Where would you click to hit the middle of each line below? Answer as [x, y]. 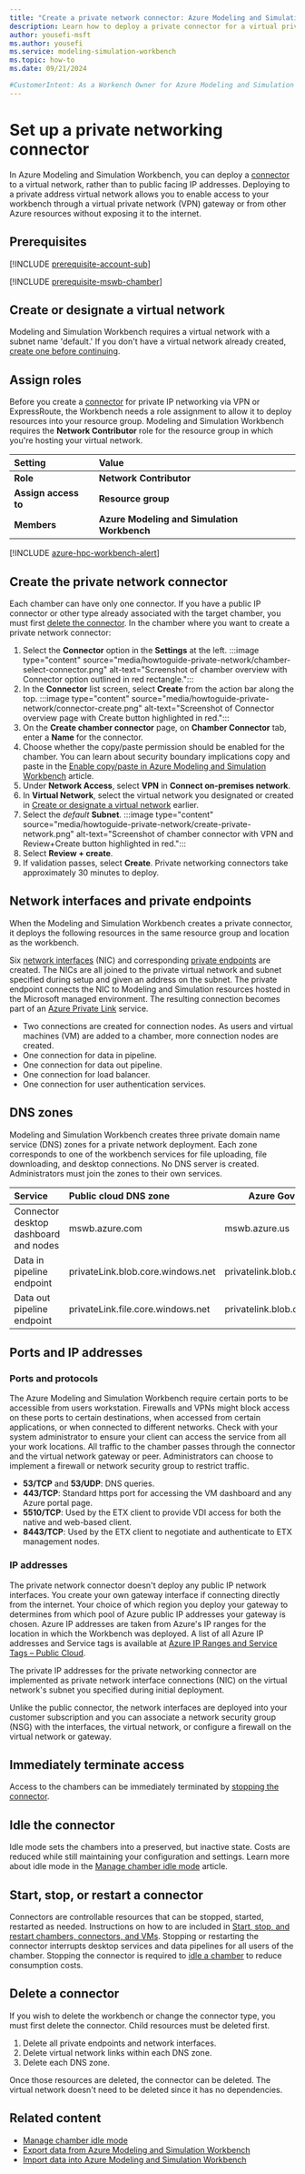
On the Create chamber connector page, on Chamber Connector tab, [155, 727]
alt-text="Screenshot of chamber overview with [198, 669]
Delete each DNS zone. [66, 2062]
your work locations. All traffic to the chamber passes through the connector [152, 1447]
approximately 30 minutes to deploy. [91, 872]
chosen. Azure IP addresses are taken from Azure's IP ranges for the [138, 1623]
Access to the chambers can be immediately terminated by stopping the [144, 1787]
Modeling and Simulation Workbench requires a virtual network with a [140, 332]
